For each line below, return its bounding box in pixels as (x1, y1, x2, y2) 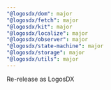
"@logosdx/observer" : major (6, 36, 89, 43)
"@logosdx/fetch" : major (6, 17, 79, 24)
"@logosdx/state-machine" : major (6, 43, 104, 50)
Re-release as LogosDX (6, 75, 75, 83)
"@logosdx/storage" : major (6, 50, 85, 57)
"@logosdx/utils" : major (6, 56, 79, 63)
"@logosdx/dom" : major (6, 10, 73, 17)
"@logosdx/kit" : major (6, 23, 73, 30)
